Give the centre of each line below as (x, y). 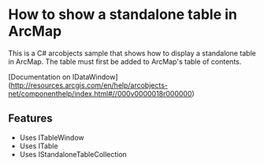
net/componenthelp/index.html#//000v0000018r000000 (100, 93)
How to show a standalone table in (123, 15)
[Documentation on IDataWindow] (63, 77)
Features (30, 119)
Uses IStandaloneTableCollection (73, 154)
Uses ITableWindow (52, 137)
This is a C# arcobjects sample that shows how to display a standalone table (132, 53)
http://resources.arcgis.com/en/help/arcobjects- (89, 85)
